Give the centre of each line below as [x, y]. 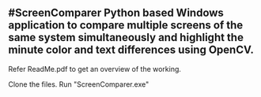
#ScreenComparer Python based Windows [116, 13]
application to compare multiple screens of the [126, 26]
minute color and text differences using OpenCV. [131, 50]
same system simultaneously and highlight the [126, 37]
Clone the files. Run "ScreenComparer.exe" [79, 84]
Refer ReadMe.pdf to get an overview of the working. [95, 69]
